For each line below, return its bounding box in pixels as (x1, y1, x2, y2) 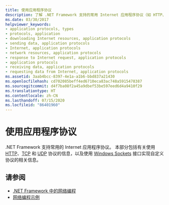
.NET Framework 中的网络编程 (12, 188, 76, 194)
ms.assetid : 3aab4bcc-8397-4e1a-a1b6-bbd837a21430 (5, 74, 115, 79)
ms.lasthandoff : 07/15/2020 (5, 98, 65, 103)
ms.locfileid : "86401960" (5, 103, 60, 108)
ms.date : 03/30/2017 (5, 17, 49, 22)
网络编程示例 (12, 194, 40, 200)
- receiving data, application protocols (5, 64, 95, 70)
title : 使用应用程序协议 (5, 7, 52, 13)
